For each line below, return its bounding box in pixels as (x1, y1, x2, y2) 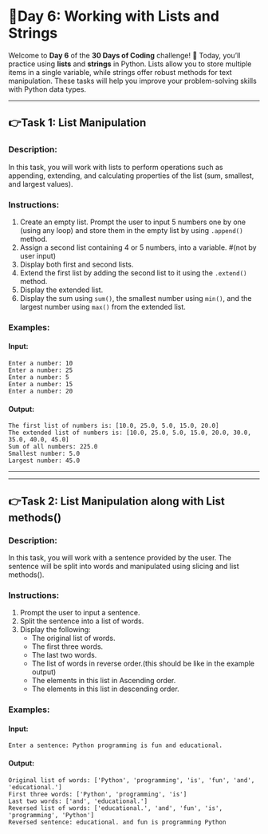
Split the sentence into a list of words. (19, 616, 144, 626)
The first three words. (31, 642, 104, 651)
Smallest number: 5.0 (8, 450, 81, 458)
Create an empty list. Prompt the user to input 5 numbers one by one (19, 217, 246, 227)
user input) (19, 251, 57, 260)
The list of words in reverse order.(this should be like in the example (31, 658, 255, 669)
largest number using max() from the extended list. (19, 302, 186, 311)
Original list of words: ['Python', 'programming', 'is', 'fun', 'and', (8, 776, 255, 785)
